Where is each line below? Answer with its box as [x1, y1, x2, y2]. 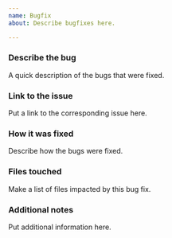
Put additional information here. [8, 222, 111, 232]
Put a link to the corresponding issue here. [8, 108, 147, 118]
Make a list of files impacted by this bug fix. [8, 184, 151, 193]
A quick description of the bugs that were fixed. [8, 70, 165, 80]
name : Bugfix [8, 11, 52, 20]
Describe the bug [8, 53, 77, 64]
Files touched [8, 166, 62, 178]
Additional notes [8, 204, 74, 215]
